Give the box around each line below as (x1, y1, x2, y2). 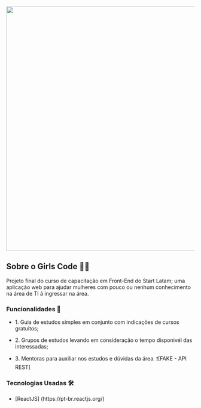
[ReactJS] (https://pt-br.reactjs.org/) (14, 395, 105, 402)
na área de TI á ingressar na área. (6, 290, 89, 297)
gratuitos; (14, 325, 39, 332)
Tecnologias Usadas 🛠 (6, 379, 74, 388)
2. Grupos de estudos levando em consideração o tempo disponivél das (14, 336, 193, 344)
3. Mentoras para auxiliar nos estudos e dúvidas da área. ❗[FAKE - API (14, 355, 187, 362)
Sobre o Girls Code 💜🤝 (6, 261, 90, 272)
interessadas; (14, 343, 48, 350)
